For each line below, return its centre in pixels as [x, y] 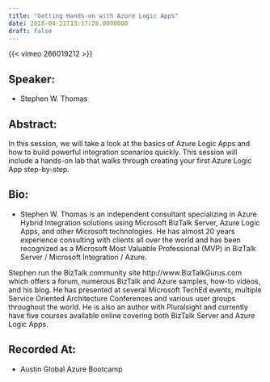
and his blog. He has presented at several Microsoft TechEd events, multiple [135, 290]
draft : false [30, 31]
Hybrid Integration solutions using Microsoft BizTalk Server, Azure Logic [140, 222]
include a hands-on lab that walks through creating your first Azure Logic [130, 161]
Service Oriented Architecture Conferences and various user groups [122, 298]
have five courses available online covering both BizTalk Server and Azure [132, 315]
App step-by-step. [39, 169]
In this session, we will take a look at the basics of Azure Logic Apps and [129, 143]
